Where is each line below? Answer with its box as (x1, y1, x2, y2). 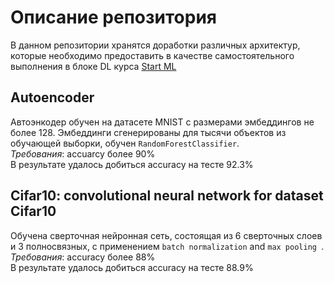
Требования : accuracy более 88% (10, 251, 156, 263)
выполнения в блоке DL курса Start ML (10, 60, 177, 72)
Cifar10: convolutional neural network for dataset (10, 187, 324, 205)
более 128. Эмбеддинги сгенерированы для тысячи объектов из (10, 126, 287, 138)
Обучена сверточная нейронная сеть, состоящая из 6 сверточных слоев (10, 229, 323, 241)
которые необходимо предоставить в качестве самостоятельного (10, 49, 295, 61)
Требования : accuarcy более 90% (10, 147, 156, 160)
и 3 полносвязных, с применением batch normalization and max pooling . (10, 240, 325, 252)
